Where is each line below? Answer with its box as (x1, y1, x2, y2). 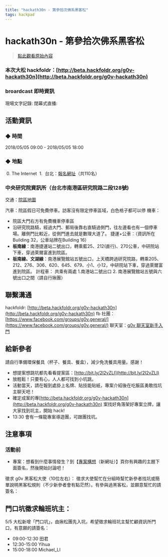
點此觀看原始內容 (17, 53, 53, 59)
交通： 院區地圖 (5, 196, 36, 202)
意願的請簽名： (18, 525, 49, 531)
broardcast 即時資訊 (5, 88, 55, 95)
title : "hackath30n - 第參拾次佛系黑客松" (5, 7, 89, 13)
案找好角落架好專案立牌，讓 (103, 401, 161, 407)
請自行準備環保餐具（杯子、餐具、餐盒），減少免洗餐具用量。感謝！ (5, 359, 144, 365)
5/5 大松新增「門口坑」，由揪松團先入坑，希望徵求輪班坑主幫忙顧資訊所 (5, 519, 152, 525)
